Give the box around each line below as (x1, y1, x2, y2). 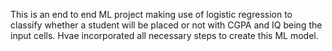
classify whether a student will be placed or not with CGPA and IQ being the (10, 19, 323, 31)
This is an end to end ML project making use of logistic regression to (10, 9, 293, 20)
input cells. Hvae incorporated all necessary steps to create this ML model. (10, 30, 319, 41)
